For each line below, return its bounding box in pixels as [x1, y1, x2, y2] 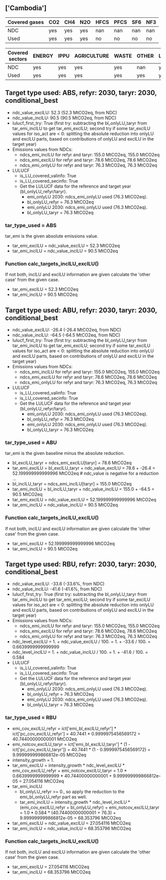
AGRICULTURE [74, 52, 110, 59]
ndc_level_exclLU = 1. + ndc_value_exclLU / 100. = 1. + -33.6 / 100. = [12, 638, 151, 645]
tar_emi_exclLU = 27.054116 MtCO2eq [12, 864, 90, 870]
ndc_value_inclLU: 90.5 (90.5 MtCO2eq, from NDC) [12, 115, 117, 121]
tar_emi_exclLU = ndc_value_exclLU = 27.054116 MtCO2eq [12, 820, 131, 826]
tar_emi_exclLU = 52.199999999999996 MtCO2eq [12, 540, 115, 546]
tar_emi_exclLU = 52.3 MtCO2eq [12, 287, 79, 293]
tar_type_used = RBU [5, 714, 57, 721]
